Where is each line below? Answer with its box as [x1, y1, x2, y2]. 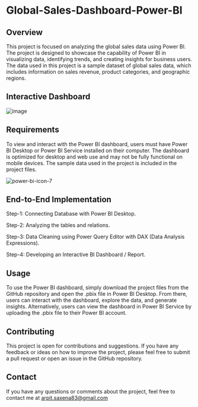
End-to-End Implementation [6, 194, 111, 205]
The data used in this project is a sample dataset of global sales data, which [6, 62, 191, 69]
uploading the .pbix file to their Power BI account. [6, 310, 127, 317]
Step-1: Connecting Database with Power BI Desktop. [6, 210, 136, 217]
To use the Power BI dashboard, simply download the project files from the [6, 284, 189, 291]
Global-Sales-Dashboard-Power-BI [6, 4, 183, 17]
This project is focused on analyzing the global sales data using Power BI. [6, 43, 186, 50]
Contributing [6, 326, 55, 336]
